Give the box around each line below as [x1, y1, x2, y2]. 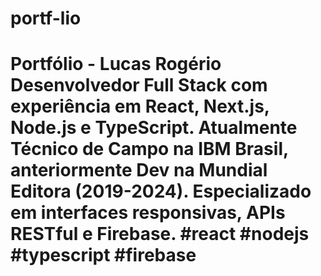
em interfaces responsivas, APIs [10, 202, 286, 224]
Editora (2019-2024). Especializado [10, 180, 312, 203]
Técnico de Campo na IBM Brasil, [10, 138, 289, 161]
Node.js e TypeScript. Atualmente [10, 117, 298, 139]
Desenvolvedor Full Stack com [10, 74, 268, 97]
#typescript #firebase [10, 244, 197, 267]
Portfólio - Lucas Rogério [10, 53, 222, 76]
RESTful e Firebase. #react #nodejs [10, 223, 310, 246]
